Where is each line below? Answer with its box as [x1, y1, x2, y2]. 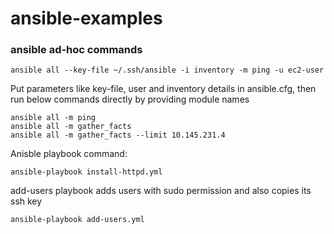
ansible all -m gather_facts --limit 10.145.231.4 [10, 130, 226, 141]
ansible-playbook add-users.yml [10, 215, 145, 225]
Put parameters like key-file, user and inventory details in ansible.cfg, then [10, 83, 317, 95]
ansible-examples [10, 7, 163, 30]
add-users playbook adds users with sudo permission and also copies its [10, 185, 312, 197]
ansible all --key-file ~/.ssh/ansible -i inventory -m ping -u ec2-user [10, 65, 325, 76]
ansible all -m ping [10, 113, 97, 123]
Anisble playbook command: [10, 148, 128, 160]
